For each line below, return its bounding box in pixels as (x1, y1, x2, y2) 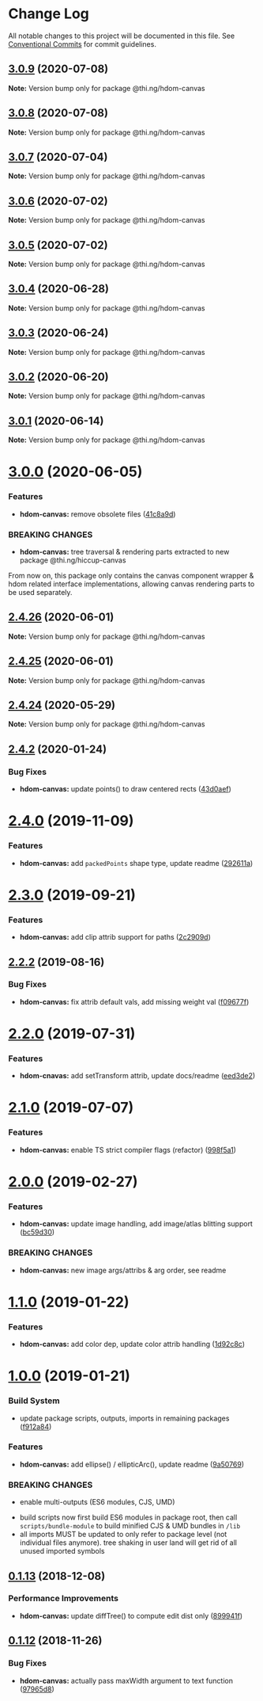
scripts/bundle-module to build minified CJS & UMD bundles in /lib (19, 1521, 241, 1531)
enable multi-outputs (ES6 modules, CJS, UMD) (19, 1497, 175, 1507)
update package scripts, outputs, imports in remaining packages (19, 1413, 230, 1423)
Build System (8, 1395, 61, 1406)
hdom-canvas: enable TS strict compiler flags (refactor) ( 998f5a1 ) (19, 1145, 237, 1154)
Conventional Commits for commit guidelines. (8, 39, 156, 48)
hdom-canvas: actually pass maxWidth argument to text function (19, 1676, 233, 1685)
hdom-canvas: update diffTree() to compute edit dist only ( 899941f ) (19, 1611, 243, 1620)
